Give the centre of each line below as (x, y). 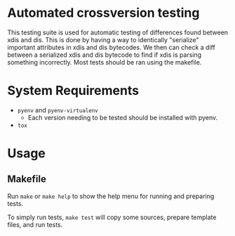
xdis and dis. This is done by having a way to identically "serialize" (103, 39)
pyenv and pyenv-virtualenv (58, 110)
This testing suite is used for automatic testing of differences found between (118, 32)
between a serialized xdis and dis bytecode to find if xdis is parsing (105, 55)
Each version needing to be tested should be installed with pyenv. (123, 117)
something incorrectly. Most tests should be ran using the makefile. (105, 62)
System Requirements (73, 91)
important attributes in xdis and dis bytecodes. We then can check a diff (111, 47)
